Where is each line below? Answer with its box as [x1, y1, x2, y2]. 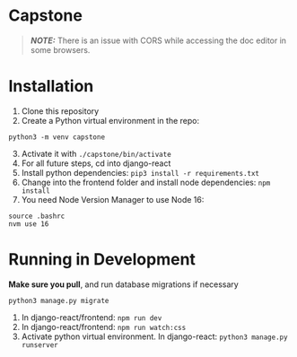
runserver [21, 340, 59, 350]
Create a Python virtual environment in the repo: [21, 115, 199, 126]
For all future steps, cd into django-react [21, 158, 171, 169]
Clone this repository [21, 105, 100, 117]
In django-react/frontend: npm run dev [21, 311, 162, 323]
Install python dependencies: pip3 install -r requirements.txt [21, 167, 260, 178]
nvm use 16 [8, 219, 49, 229]
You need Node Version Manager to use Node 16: [21, 194, 205, 205]
